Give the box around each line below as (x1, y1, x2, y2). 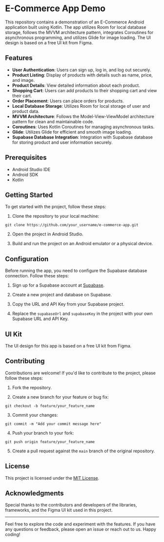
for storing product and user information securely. (12, 139, 113, 145)
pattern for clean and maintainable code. (12, 118, 94, 124)
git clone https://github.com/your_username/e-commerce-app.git (5, 223, 139, 228)
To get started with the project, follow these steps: (5, 204, 106, 210)
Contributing (5, 357, 45, 366)
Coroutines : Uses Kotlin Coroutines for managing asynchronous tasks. (12, 124, 155, 130)
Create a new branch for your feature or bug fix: (12, 394, 109, 400)
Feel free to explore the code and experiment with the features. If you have (5, 521, 156, 527)
